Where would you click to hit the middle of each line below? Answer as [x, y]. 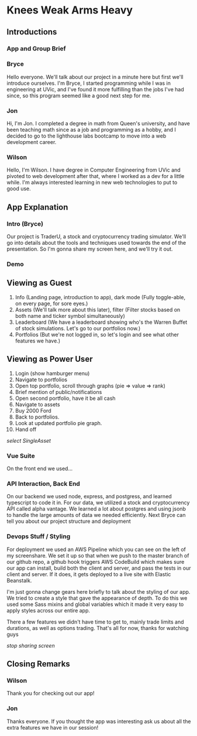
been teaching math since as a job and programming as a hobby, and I [91, 130]
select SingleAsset [29, 440]
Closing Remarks [39, 664]
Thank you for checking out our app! [51, 693]
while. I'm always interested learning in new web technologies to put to [92, 183]
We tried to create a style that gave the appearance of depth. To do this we [97, 598]
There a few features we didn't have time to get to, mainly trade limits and [95, 622]
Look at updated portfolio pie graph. [58, 423]
